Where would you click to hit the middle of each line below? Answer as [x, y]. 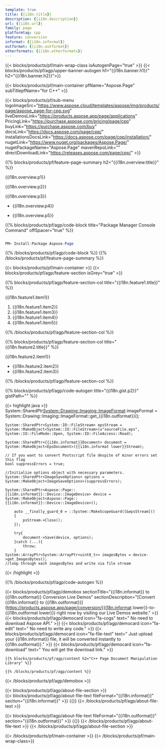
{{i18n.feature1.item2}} [35, 307]
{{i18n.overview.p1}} [25, 177]
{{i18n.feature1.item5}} [35, 323]
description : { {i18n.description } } [42, 19]
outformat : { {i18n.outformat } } [37, 46]
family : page [18, 28]
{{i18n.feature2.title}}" [27, 347]
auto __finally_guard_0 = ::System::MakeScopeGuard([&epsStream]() [84, 512]
